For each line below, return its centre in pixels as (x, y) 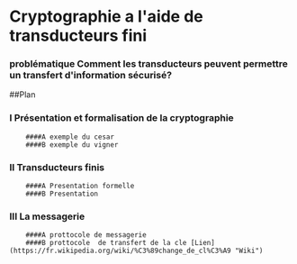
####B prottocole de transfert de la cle (106, 243)
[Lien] (203, 243)
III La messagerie (47, 216)
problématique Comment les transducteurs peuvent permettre (148, 64)
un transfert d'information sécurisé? (91, 76)
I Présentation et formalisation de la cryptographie (121, 118)
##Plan (22, 95)
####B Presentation (62, 194)
